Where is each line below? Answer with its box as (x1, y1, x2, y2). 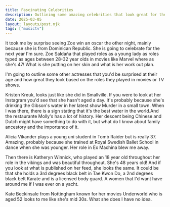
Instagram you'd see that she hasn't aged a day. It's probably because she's (5, 97, 164, 103)
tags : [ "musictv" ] (5, 26, 44, 31)
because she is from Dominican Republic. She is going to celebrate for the (5, 45, 160, 51)
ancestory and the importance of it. (5, 124, 79, 130)
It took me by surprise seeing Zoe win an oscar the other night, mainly (5, 40, 151, 46)
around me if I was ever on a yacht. (5, 181, 79, 187)
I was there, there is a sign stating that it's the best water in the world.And (5, 108, 159, 114)
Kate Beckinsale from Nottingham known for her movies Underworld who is (5, 191, 163, 197)
